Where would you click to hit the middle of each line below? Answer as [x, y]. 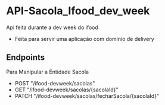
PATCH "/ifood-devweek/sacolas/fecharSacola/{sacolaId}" [87, 96]
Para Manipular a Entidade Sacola [48, 72]
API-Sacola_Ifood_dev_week [78, 11]
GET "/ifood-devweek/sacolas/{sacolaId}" [66, 90]
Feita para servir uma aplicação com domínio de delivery [85, 39]
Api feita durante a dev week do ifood [52, 27]
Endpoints [26, 58]
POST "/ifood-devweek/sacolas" [55, 83]
